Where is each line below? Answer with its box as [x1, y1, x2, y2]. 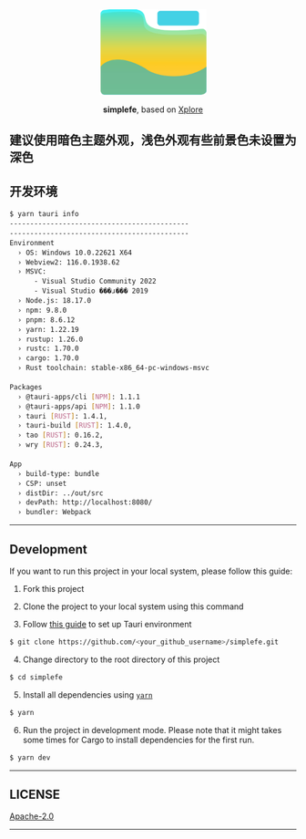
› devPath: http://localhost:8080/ [17, 498, 153, 507]
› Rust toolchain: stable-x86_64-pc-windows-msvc [17, 364, 209, 373]
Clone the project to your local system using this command [22, 601, 244, 612]
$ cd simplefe [9, 672, 64, 682]
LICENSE [9, 786, 61, 802]
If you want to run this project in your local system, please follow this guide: [9, 565, 293, 577]
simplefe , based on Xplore [103, 104, 203, 115]
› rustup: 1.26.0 [17, 335, 84, 344]
